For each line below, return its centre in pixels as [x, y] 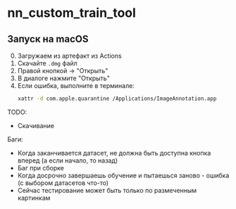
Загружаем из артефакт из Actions [69, 56]
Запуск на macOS [48, 39]
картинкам [34, 198]
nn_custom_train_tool [72, 13]
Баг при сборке [41, 167]
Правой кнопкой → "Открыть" [63, 71]
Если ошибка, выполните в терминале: [76, 85]
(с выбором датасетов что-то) [63, 183]
